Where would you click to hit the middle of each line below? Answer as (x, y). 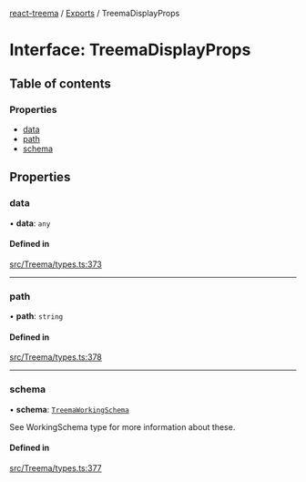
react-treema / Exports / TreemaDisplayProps (95, 13)
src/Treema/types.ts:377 (56, 467)
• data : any (30, 223)
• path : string (36, 316)
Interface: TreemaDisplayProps (130, 50)
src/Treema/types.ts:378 (56, 357)
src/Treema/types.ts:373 (56, 264)
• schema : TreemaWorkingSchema (69, 409)
